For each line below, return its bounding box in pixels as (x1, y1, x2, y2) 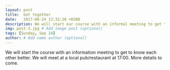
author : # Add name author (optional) (5, 36, 87, 41)
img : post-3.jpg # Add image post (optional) (5, 26, 103, 31)
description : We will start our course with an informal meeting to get (5, 21, 162, 27)
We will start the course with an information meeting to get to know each (5, 49, 157, 55)
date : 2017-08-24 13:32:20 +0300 (5, 17, 80, 22)
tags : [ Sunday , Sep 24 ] (5, 31, 56, 36)
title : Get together (5, 12, 51, 17)
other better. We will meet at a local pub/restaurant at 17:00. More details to (5, 54, 162, 60)
